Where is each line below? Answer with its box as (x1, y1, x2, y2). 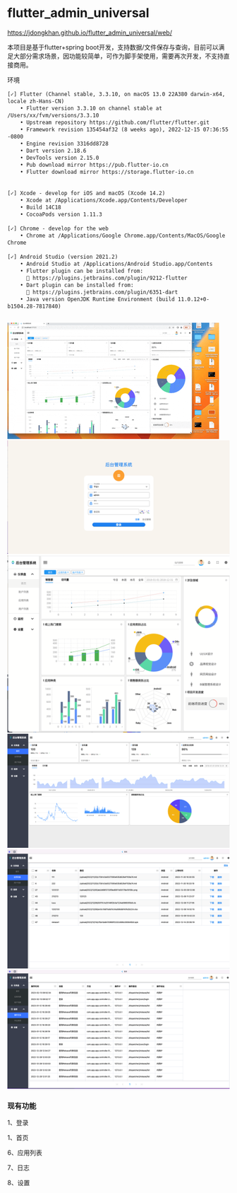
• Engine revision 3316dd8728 (20, 140, 109, 147)
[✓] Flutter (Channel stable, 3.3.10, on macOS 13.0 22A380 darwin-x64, (7, 91, 226, 98)
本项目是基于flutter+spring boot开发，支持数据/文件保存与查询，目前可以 (7, 42, 219, 51)
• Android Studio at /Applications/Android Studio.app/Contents (20, 260, 213, 267)
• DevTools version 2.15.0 (20, 154, 99, 161)
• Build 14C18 (20, 204, 61, 211)
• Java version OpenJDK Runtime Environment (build (20, 296, 175, 303)
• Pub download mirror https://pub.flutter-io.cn (20, 161, 169, 168)
